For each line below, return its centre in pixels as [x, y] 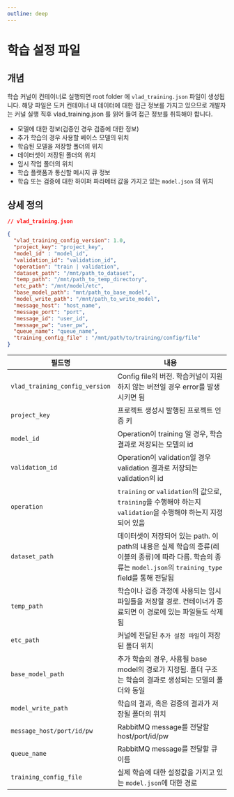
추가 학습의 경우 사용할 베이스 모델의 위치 [73, 137]
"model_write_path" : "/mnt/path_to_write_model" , [87, 299]
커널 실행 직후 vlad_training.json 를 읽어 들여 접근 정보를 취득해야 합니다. [114, 114]
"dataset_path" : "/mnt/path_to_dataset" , [75, 273]
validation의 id [140, 479]
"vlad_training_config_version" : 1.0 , [70, 241]
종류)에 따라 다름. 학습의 [176, 557]
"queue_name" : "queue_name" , [56, 332]
